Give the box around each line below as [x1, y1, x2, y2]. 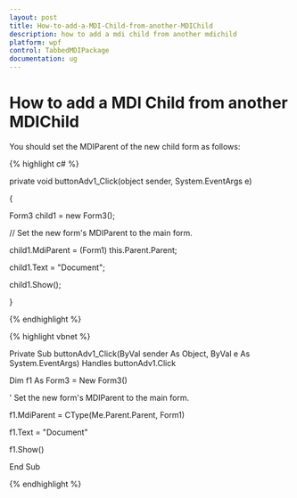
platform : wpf [9, 37, 62, 47]
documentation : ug [9, 54, 78, 63]
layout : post [9, 12, 58, 22]
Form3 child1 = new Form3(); [9, 210, 116, 221]
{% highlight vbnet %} [9, 331, 91, 341]
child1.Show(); [9, 279, 62, 290]
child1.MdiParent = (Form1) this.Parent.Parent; [9, 244, 177, 255]
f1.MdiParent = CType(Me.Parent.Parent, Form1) [9, 409, 186, 420]
